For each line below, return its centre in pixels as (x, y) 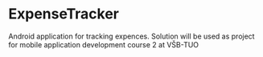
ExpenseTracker (64, 14)
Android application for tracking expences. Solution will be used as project (131, 36)
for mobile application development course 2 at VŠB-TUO (104, 44)
